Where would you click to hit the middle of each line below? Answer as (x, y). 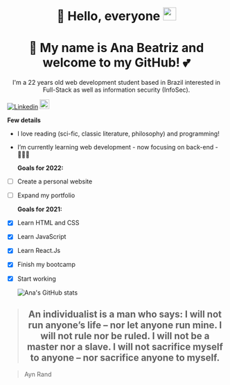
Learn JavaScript (42, 237)
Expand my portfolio (46, 195)
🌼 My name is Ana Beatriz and (116, 48)
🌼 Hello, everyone (108, 16)
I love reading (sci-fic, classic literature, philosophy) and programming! (118, 134)
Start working (37, 279)
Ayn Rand (38, 375)
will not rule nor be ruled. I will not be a (125, 336)
